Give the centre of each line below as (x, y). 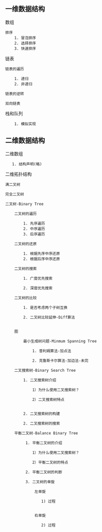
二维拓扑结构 (18, 174)
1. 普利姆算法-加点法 (52, 351)
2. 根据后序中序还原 (42, 259)
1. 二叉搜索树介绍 (40, 380)
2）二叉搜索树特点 (48, 399)
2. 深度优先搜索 (38, 288)
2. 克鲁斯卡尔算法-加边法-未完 (60, 361)
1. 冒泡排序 (25, 38)
